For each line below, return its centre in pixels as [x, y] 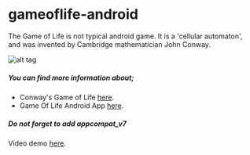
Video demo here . [37, 143]
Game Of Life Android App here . [72, 105]
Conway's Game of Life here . [67, 97]
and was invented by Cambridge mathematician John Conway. [109, 44]
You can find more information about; [71, 77]
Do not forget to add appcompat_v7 [68, 124]
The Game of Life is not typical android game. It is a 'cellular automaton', [125, 36]
